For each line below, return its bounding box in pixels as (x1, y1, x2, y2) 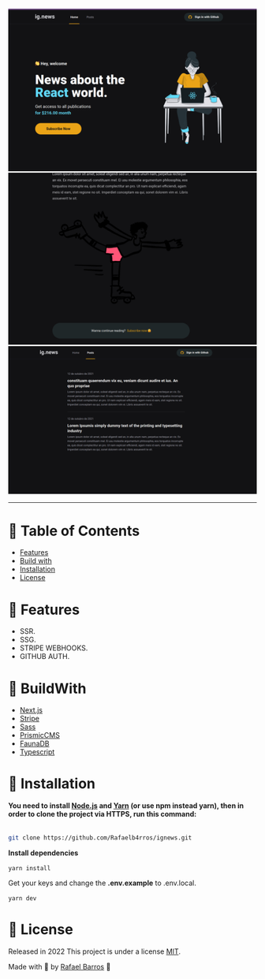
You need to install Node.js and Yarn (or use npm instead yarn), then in (8, 801, 244, 810)
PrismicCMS (19, 731, 61, 740)
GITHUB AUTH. (19, 652, 70, 661)
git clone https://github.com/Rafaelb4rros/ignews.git (8, 834, 192, 842)
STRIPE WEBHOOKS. (19, 643, 88, 653)
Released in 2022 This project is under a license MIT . (8, 947, 181, 956)
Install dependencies (8, 848, 79, 858)
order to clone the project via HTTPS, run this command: (8, 810, 197, 819)
